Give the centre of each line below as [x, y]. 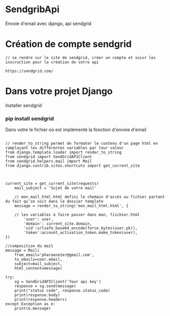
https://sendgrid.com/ [29, 71]
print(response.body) [37, 295]
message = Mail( [22, 251]
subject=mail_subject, [38, 264]
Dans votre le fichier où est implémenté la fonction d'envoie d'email [76, 130]
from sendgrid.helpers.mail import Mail [49, 162]
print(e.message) [33, 309]
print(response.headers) [41, 300]
